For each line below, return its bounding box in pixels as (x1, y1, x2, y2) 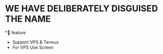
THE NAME (5, 13, 51, 25)
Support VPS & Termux (12, 39, 59, 45)
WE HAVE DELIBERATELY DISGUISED (5, 3, 158, 14)
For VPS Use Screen (12, 44, 54, 50)
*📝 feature (5, 29, 26, 35)
